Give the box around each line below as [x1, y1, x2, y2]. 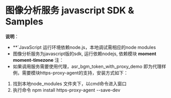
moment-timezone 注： [12, 57, 64, 63]
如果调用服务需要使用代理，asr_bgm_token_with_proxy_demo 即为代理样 [12, 63, 166, 69]
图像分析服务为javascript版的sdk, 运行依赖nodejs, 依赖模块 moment [12, 51, 157, 57]
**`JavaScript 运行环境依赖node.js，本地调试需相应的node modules [12, 44, 156, 50]
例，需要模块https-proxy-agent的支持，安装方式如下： [12, 69, 128, 76]
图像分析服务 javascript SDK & [5, 5, 135, 16]
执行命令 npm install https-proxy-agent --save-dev [12, 87, 121, 93]
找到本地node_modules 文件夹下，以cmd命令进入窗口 [12, 80, 127, 87]
